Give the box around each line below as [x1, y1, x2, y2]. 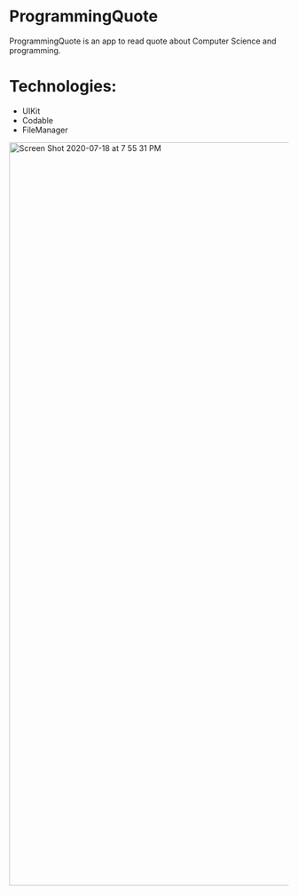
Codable [21, 115, 53, 125]
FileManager [21, 124, 68, 135]
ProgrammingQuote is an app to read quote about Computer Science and [9, 36, 277, 46]
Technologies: [9, 76, 117, 97]
